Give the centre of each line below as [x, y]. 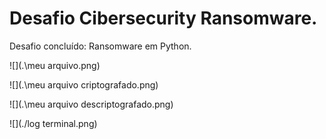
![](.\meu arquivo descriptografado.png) [91, 104]
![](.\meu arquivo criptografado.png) [84, 84]
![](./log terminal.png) [53, 123]
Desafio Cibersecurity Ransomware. [163, 18]
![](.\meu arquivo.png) [55, 65]
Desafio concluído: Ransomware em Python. [100, 46]
